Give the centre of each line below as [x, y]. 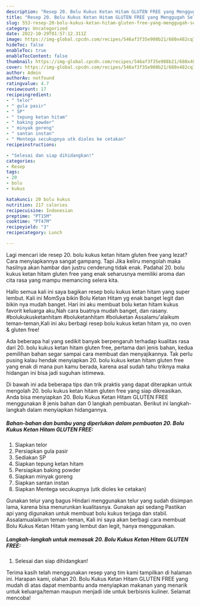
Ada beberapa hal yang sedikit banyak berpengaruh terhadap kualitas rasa [98, 341]
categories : [21, 161]
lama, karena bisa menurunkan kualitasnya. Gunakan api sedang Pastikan [96, 506]
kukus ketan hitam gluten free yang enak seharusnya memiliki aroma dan [96, 274]
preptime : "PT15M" [29, 216]
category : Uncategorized [37, 28]
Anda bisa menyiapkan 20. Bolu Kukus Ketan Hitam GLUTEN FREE [87, 397]
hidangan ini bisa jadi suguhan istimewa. [56, 372]
